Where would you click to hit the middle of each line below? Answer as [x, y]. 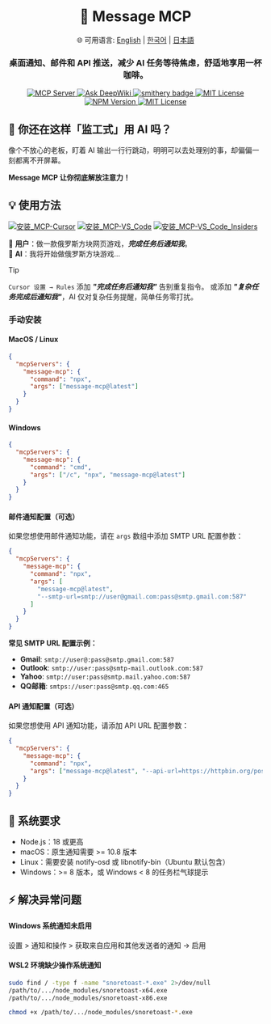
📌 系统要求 [34, 821]
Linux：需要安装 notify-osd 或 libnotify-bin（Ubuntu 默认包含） [125, 862]
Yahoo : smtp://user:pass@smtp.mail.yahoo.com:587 [105, 677]
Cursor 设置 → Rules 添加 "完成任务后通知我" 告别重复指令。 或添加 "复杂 [130, 286]
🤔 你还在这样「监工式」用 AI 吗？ [90, 129]
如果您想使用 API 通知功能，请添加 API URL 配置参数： [99, 726]
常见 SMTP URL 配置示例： [53, 643]
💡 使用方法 [35, 205]
